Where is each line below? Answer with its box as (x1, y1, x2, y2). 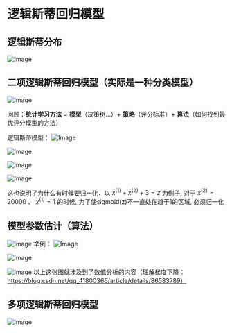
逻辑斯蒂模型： (7, 133, 50, 142)
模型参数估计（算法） (7, 220, 98, 232)
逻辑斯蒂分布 (7, 36, 62, 48)
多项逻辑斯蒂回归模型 (7, 299, 98, 311)
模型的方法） (25, 119, 62, 127)
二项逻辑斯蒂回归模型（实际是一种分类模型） (7, 77, 199, 89)
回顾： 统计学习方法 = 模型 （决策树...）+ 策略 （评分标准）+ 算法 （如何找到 (7, 110, 220, 118)
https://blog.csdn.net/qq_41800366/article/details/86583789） (7, 276, 187, 284)
